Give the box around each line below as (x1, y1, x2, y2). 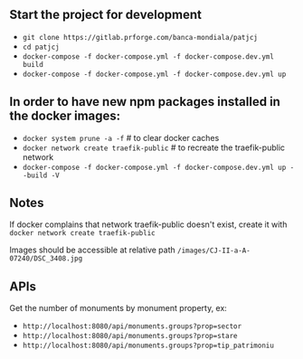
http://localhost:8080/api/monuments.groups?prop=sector (22, 322, 242, 331)
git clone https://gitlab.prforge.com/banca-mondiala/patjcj (22, 33, 259, 42)
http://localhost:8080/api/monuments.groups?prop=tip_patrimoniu (22, 341, 274, 351)
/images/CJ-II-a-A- (177, 246, 251, 256)
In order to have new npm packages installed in (9, 94, 280, 109)
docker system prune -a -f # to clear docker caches (22, 132, 220, 143)
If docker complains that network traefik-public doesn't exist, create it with (9, 219, 288, 230)
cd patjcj (22, 43, 61, 52)
